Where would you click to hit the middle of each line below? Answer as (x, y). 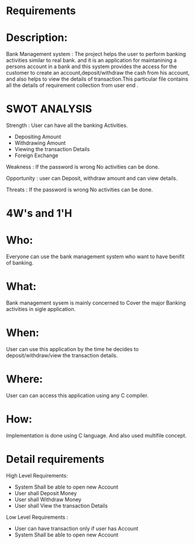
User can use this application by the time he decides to (72, 349)
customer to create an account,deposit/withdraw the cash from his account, (98, 73)
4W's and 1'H (39, 213)
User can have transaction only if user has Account (76, 528)
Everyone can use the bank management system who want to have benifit (95, 256)
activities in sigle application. (41, 309)
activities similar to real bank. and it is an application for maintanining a (91, 61)
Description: (37, 38)
